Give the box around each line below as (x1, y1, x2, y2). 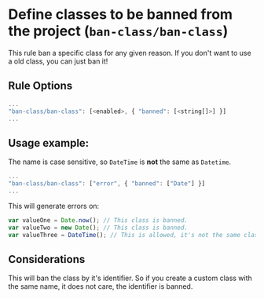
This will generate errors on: (8, 201, 100, 210)
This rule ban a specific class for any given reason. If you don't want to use (8, 48, 251, 57)
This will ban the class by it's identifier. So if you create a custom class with (8, 273, 253, 283)
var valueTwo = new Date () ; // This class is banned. (8, 224, 189, 232)
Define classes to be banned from (8, 5, 233, 24)
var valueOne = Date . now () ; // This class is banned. (8, 216, 189, 224)
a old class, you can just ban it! (8, 57, 108, 66)
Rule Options (8, 79, 73, 93)
